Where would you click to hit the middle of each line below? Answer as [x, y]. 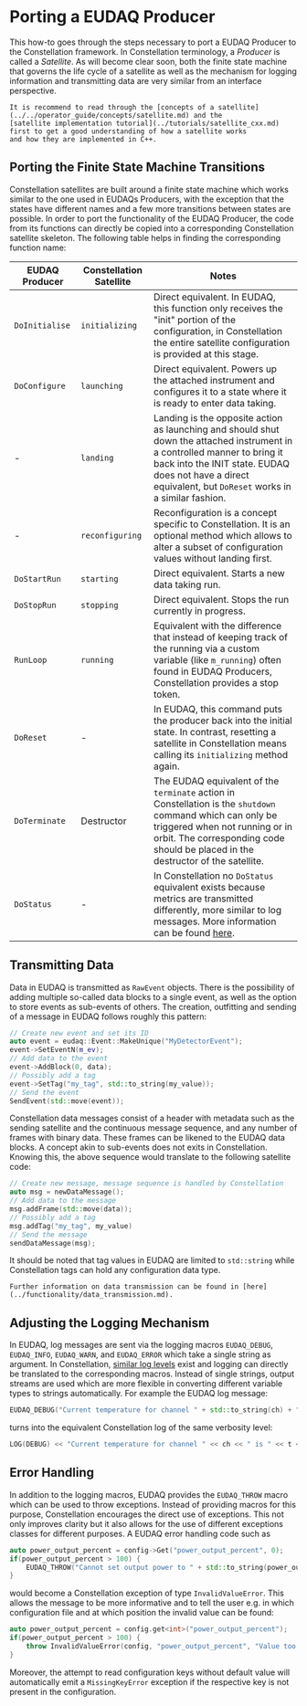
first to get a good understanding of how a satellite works [128, 131]
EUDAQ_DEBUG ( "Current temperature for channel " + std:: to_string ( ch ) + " [155, 1410]
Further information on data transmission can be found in [124, 1287]
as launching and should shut [217, 429]
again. [167, 766]
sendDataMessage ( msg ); [53, 1243]
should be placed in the [204, 849]
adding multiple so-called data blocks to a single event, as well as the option [153, 996]
